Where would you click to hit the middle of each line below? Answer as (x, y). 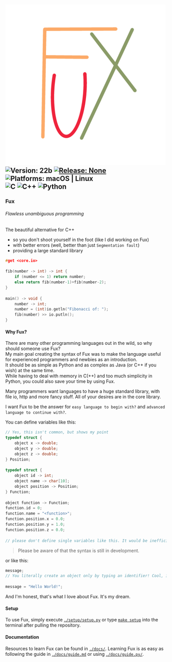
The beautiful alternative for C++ (40, 229)
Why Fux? (16, 332)
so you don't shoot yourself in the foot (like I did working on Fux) (81, 240)
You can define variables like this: (41, 422)
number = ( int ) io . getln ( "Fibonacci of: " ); (62, 309)
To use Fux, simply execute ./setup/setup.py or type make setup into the (82, 620)
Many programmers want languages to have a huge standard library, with (83, 391)
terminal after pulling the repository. (43, 625)
